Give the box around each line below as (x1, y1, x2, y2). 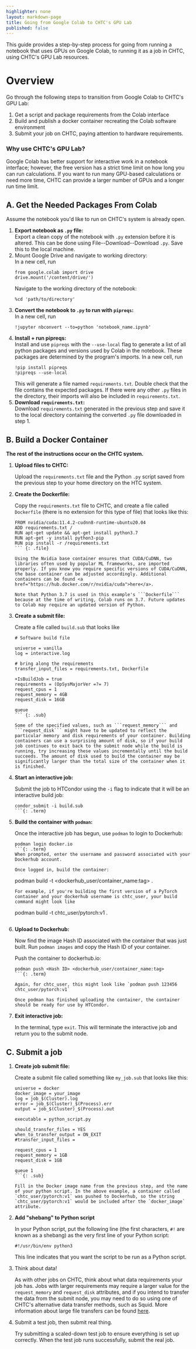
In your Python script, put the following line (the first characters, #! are (14, 1225, 185, 1232)
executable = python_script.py (14, 1116, 91, 1122)
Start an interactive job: (14, 774, 74, 781)
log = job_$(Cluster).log (14, 1096, 78, 1102)
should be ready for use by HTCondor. (14, 1002, 109, 1008)
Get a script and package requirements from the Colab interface (14, 111, 170, 118)
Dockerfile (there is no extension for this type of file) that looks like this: (14, 508, 189, 516)
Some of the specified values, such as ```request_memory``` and (14, 722, 177, 729)
